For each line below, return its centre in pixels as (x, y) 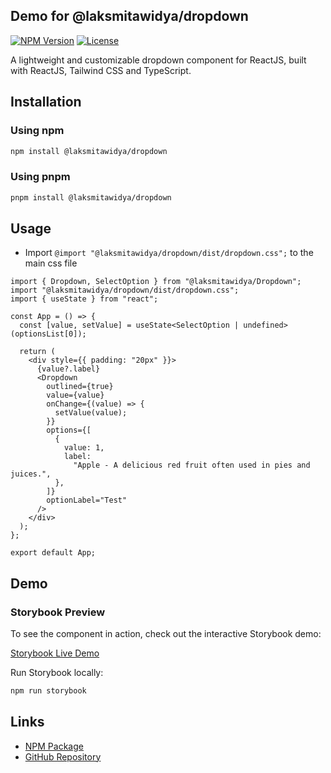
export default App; (53, 553)
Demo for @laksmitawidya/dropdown (129, 16)
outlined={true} (80, 387)
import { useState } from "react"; (84, 299)
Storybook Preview (58, 612)
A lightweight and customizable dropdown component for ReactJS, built (158, 60)
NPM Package (54, 746)
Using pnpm (40, 177)
